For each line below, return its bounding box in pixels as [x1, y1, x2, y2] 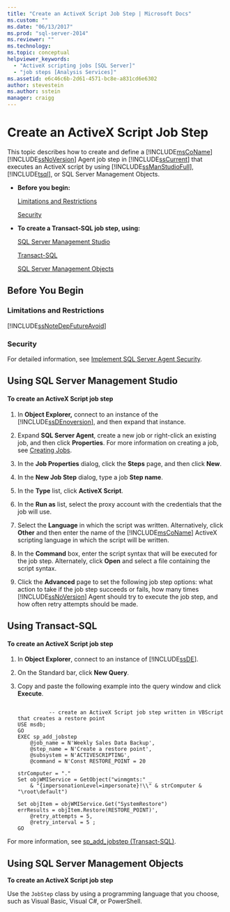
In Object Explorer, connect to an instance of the [17, 410, 159, 419]
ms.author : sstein [7, 88, 61, 95]
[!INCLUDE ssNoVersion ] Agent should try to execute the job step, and [17, 592, 218, 601]
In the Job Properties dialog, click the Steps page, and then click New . [17, 459, 222, 468]
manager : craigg [7, 95, 54, 102]
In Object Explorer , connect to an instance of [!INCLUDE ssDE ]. [17, 655, 199, 664]
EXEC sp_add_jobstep [17, 733, 77, 740]
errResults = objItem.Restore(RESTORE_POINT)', [17, 807, 158, 814]
